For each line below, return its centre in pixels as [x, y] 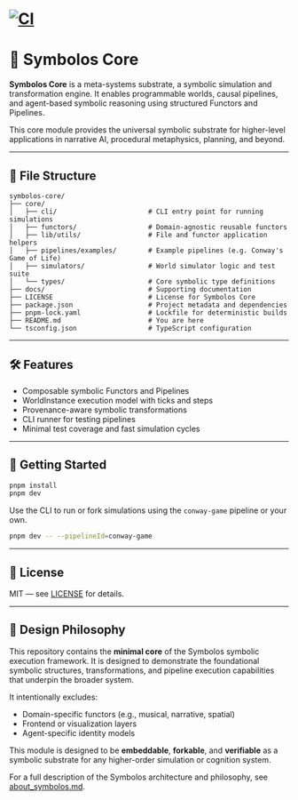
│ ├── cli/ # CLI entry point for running [137, 212]
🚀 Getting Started [58, 465]
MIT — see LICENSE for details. [67, 594]
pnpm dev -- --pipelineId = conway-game [81, 536]
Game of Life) [35, 258]
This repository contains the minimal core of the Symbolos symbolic [134, 651]
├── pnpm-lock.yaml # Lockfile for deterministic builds [149, 312]
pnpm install [33, 485]
